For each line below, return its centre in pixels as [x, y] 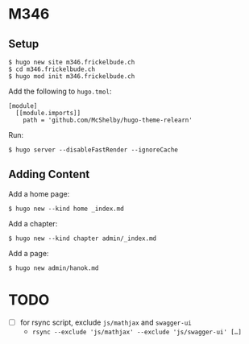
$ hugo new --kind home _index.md [66, 209]
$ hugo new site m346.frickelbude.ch [72, 62]
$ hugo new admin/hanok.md [54, 268]
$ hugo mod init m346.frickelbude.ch [72, 77]
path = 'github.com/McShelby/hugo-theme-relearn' [108, 120]
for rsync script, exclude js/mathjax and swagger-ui [106, 322]
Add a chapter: [33, 223]
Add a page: [29, 253]
